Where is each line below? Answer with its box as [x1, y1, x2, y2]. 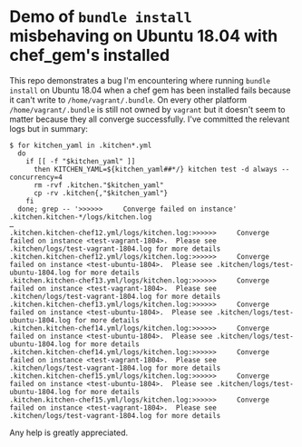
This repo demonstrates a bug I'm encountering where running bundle [9, 74, 271, 85]
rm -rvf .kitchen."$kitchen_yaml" [33, 180, 165, 190]
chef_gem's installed [9, 45, 170, 65]
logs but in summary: [9, 123, 89, 134]
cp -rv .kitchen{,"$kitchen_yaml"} [33, 188, 169, 197]
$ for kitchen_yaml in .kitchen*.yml [9, 141, 152, 150]
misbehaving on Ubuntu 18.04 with [9, 25, 278, 46]
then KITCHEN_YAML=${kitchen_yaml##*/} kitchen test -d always [33, 164, 278, 174]
